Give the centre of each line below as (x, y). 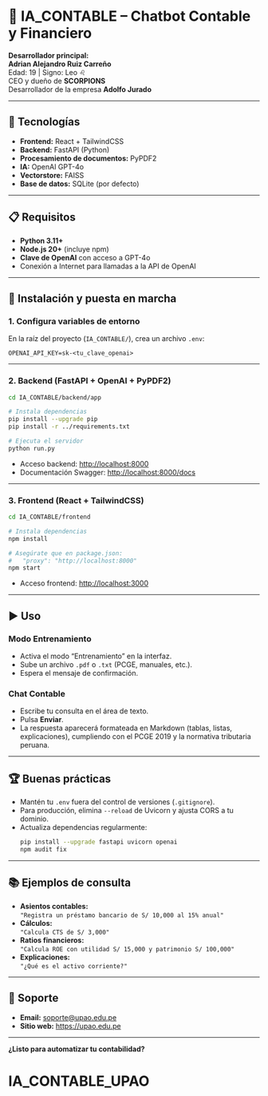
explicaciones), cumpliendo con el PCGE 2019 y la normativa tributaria (135, 737)
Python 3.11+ (41, 240)
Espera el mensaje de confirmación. (79, 673)
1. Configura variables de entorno (74, 321)
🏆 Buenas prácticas (60, 778)
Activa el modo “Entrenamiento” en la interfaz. (96, 656)
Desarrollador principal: (49, 55)
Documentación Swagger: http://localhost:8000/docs (108, 472)
